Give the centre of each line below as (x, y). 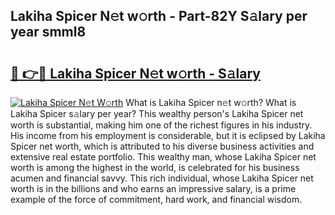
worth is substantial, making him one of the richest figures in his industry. (161, 125)
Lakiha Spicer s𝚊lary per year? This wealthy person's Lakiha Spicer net (157, 113)
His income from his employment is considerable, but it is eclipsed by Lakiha (168, 135)
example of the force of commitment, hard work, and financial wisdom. (156, 199)
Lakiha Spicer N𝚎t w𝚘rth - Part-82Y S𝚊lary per (159, 16)
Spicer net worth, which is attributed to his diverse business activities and (162, 146)
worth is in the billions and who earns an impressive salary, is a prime (153, 188)
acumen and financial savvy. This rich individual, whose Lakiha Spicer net (162, 178)
